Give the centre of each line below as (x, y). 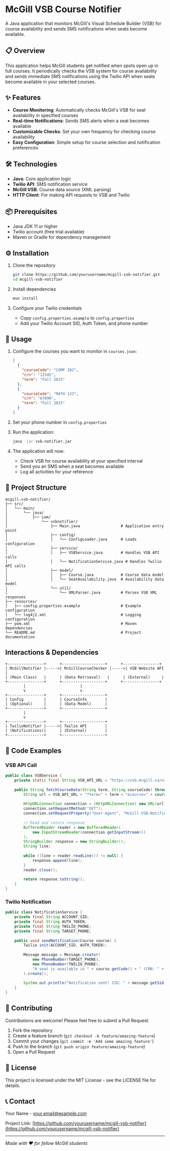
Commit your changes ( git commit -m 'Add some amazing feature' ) (83, 1041)
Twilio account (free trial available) (49, 232)
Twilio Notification (28, 901)
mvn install (25, 298)
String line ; (37, 846)
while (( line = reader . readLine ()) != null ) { (73, 856)
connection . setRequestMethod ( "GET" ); (63, 809)
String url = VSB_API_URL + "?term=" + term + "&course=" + (88, 794)
